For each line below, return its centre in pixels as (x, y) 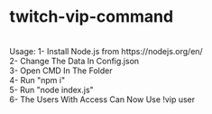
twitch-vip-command (92, 17)
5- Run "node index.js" (52, 90)
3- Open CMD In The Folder (61, 71)
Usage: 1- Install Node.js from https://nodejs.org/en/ (106, 51)
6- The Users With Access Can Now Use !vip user (102, 99)
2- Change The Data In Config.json (74, 61)
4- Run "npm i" (37, 80)
